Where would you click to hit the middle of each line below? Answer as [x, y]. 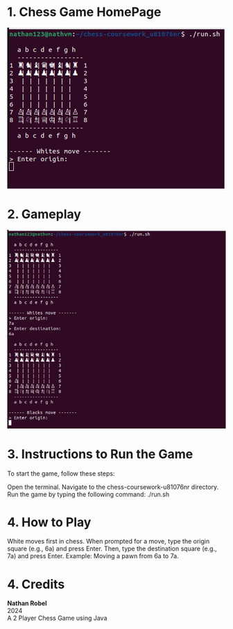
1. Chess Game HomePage [84, 12]
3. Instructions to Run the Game [100, 454]
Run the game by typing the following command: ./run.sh [88, 494]
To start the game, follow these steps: [61, 473]
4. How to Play [49, 522]
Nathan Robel [27, 603]
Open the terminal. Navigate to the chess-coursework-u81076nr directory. [113, 487]
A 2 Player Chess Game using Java [57, 618]
